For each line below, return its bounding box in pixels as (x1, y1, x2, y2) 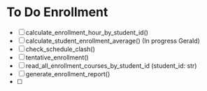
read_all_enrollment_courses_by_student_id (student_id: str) (25, 61, 197, 70)
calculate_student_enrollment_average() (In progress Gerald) (25, 36, 201, 45)
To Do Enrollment (6, 4, 108, 20)
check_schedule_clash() (25, 45, 96, 53)
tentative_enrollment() (25, 53, 89, 62)
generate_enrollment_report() (25, 69, 110, 78)
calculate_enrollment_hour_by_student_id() (25, 28, 148, 36)
